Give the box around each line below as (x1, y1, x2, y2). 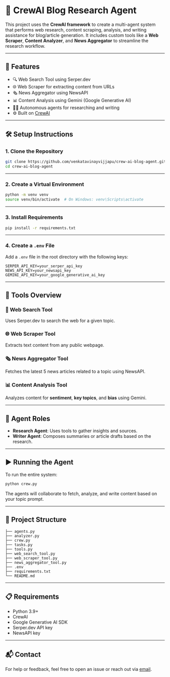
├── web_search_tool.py (5, 551, 56, 556)
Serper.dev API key (12, 625, 53, 631)
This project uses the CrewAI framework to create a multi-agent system (5, 21, 156, 27)
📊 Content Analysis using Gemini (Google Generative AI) (12, 97, 132, 103)
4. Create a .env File (5, 242, 55, 249)
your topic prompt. (5, 496, 44, 502)
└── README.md (5, 573, 35, 578)
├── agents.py (5, 529, 35, 534)
